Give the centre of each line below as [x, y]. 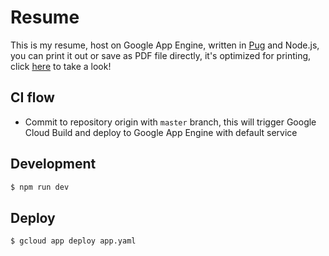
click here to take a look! [61, 66]
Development [53, 164]
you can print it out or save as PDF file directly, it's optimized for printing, [161, 55]
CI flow [32, 97]
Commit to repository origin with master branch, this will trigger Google [170, 122]
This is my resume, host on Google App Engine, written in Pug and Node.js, [165, 45]
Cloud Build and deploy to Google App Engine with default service [161, 132]
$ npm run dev [40, 187]
